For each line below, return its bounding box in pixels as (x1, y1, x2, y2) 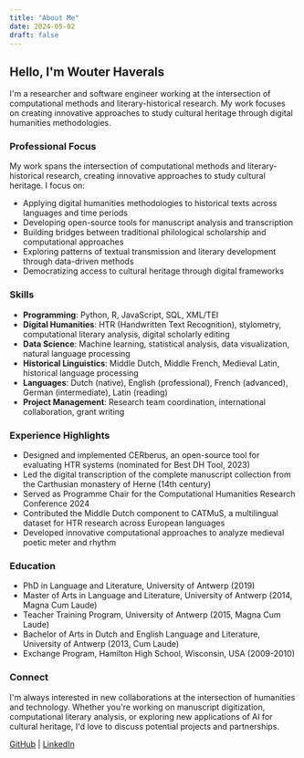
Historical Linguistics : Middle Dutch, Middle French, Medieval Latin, (22, 358, 280, 369)
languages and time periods (22, 207, 128, 219)
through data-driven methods (22, 256, 134, 267)
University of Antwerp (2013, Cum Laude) (22, 639, 180, 649)
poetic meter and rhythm (22, 537, 117, 548)
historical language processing (22, 367, 139, 379)
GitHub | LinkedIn (9, 738, 75, 749)
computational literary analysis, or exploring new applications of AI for (9, 711, 273, 722)
